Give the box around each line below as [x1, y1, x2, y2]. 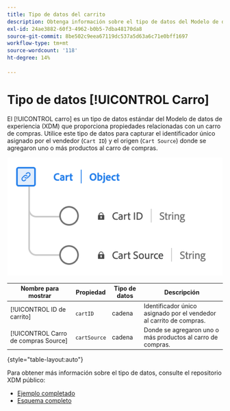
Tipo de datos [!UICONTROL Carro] [7, 92, 209, 108]
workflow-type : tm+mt [7, 40, 69, 47]
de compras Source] [10, 336, 68, 345]
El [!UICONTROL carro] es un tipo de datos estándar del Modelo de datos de [7, 114, 222, 123]
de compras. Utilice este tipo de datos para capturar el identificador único [7, 129, 216, 137]
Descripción [164, 288, 200, 296]
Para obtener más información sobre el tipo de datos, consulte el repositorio [7, 369, 222, 377]
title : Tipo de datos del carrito [7, 11, 106, 18]
